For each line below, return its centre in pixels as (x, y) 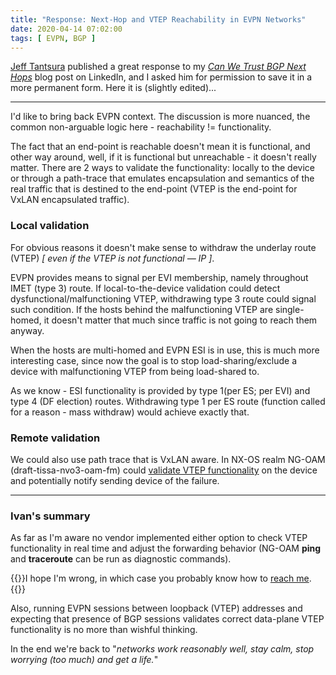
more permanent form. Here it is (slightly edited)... (113, 88)
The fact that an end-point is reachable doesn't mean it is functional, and (160, 147)
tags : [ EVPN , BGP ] (53, 38)
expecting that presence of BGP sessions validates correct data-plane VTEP (167, 619)
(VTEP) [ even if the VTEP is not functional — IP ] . (112, 258)
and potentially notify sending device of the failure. (115, 480)
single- (289, 309)
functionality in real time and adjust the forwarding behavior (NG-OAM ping (166, 548)
